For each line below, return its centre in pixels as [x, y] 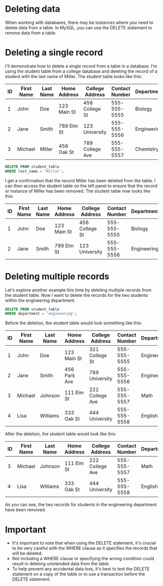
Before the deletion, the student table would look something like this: [73, 323]
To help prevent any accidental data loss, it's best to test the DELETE [81, 569]
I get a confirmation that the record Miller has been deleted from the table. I [80, 180]
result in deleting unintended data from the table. [61, 564]
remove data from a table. [31, 33]
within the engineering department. [40, 300]
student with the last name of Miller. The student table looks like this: [73, 76]
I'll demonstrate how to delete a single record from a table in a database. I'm [81, 66]
